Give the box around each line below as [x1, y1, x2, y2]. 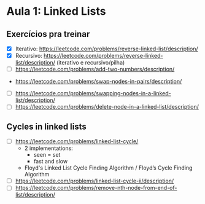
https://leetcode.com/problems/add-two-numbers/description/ [15, 66, 175, 73]
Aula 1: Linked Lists [6, 4, 106, 18]
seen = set [33, 151, 61, 159]
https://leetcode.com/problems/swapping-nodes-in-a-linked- [15, 90, 171, 97]
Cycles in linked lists [6, 121, 87, 131]
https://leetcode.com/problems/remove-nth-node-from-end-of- [15, 184, 177, 192]
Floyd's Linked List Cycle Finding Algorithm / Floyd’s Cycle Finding [24, 164, 193, 171]
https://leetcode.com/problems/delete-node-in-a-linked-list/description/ [15, 103, 199, 111]
